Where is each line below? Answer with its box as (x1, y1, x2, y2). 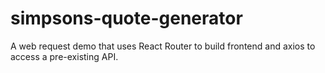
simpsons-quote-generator (10, 7, 243, 30)
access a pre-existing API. (10, 50, 119, 62)
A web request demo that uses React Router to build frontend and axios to (10, 40, 316, 52)
